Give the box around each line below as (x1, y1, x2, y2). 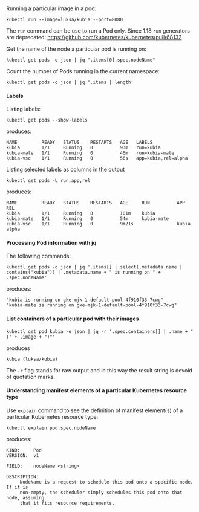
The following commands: (6, 253, 71, 260)
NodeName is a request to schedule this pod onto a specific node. (19, 479, 194, 485)
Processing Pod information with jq (6, 239, 97, 246)
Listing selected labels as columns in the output (6, 166, 125, 173)
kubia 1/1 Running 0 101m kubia (6, 210, 155, 216)
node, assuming (6, 494, 45, 501)
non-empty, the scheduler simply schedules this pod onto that (19, 489, 183, 496)
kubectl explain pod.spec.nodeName (6, 425, 96, 431)
